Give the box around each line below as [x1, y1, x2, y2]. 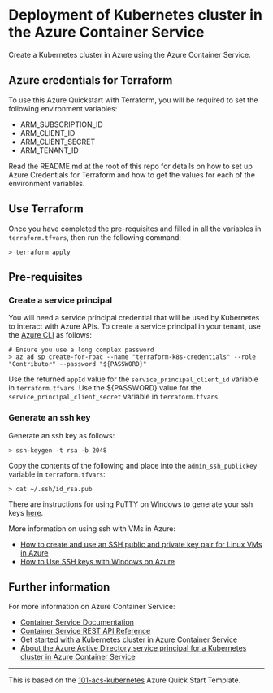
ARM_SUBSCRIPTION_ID [19, 120, 103, 129]
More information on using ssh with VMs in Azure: [8, 523, 176, 534]
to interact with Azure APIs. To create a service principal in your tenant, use [8, 321, 262, 331]
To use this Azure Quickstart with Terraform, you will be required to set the [8, 95, 258, 105]
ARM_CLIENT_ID [19, 128, 76, 137]
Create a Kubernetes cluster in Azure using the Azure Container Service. [8, 50, 251, 59]
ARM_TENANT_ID [19, 145, 79, 155]
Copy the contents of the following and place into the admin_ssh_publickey [8, 460, 258, 470]
